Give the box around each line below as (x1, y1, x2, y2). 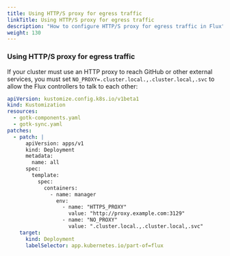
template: (31, 172, 60, 179)
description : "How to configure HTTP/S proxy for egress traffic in (7, 23, 207, 30)
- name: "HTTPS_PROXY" (62, 204, 127, 211)
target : (19, 229, 41, 236)
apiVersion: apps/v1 (25, 140, 84, 147)
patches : (7, 127, 32, 134)
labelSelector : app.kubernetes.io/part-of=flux (25, 242, 164, 249)
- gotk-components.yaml (13, 115, 81, 121)
